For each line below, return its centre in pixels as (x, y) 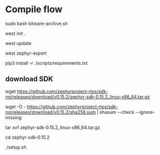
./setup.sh (16, 147)
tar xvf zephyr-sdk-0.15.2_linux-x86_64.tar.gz (53, 127)
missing (14, 117)
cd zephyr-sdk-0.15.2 (28, 137)
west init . (15, 33)
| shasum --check (115, 112)
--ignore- (145, 112)
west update (18, 43)
